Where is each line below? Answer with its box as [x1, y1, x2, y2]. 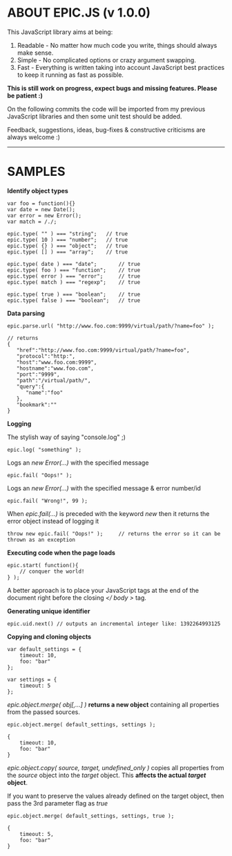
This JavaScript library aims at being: [7, 28, 113, 36]
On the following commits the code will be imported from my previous [7, 105, 206, 113]
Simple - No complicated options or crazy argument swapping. [17, 55, 197, 64]
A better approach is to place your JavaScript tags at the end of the [7, 586, 199, 594]
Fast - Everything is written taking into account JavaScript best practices [17, 63, 225, 71]
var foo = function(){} [7, 199, 76, 207]
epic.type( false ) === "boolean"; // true [7, 296, 140, 304]
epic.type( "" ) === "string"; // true [7, 230, 128, 237]
